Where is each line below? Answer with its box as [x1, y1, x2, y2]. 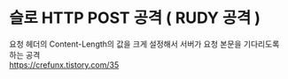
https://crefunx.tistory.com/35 [9, 59, 120, 70]
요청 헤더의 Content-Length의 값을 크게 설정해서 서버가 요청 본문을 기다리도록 [9, 39, 280, 49]
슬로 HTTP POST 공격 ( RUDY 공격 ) [9, 8, 261, 28]
